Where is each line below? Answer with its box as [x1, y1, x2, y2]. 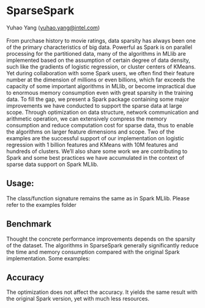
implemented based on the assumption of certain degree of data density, [6, 56, 191, 64]
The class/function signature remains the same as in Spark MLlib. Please [6, 194, 190, 202]
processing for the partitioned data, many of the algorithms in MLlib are [6, 50, 187, 57]
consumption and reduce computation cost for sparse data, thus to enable [6, 121, 194, 129]
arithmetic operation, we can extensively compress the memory [6, 115, 167, 122]
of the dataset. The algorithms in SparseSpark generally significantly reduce [6, 241, 199, 249]
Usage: [6, 178, 35, 189]
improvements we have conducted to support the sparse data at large [6, 102, 182, 109]
